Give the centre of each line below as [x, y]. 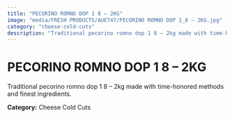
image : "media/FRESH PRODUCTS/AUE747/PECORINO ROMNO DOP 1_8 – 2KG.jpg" [115, 20]
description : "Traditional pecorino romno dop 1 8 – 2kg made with [107, 33]
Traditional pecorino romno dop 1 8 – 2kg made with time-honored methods [116, 87]
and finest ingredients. [39, 94]
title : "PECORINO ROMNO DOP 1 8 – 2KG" [65, 14]
